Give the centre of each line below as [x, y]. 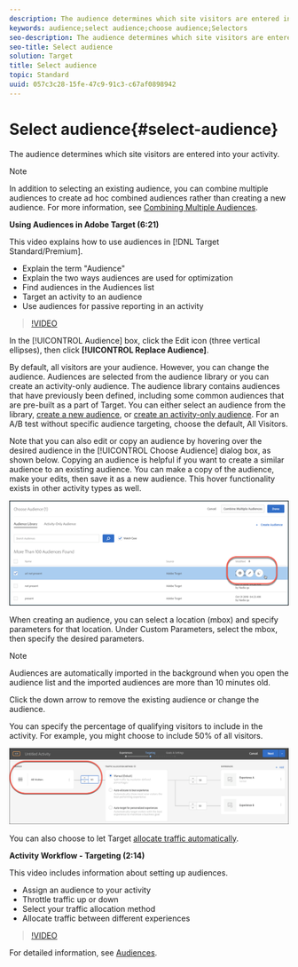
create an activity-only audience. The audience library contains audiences [145, 385]
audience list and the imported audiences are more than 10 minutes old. [140, 683]
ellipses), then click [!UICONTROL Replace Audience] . [109, 350]
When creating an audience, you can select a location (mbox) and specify [144, 620]
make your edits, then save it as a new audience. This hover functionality [142, 479]
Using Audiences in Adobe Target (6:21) [84, 224]
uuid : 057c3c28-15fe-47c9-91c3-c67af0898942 [93, 84]
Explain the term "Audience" [74, 268]
